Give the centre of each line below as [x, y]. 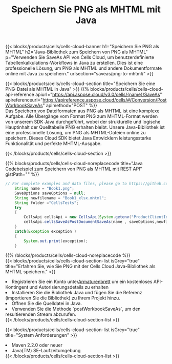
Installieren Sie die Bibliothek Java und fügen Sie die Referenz [77, 293]
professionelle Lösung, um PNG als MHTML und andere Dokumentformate [84, 68]
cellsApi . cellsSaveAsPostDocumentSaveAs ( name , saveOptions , [90, 222]
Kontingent [17, 287]
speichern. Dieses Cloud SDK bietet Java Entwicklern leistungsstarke [78, 138]
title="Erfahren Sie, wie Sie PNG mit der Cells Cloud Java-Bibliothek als [80, 266]
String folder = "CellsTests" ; [47, 203]
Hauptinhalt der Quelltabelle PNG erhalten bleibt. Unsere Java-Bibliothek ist [85, 127]
